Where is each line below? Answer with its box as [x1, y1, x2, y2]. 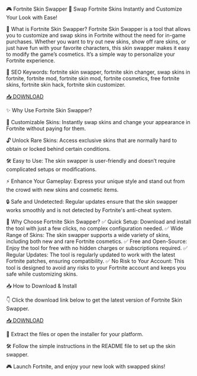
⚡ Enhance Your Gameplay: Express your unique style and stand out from [6, 178, 185, 185]
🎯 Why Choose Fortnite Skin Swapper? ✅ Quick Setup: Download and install [6, 218, 191, 225]
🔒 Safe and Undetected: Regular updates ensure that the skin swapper [6, 198, 178, 205]
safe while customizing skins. [6, 270, 78, 277]
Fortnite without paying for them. [6, 125, 86, 132]
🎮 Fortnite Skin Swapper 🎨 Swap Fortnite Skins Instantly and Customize [6, 5, 182, 12]
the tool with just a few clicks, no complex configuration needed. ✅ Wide [6, 225, 183, 232]
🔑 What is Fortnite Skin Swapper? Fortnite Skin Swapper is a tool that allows [6, 26, 191, 32]
